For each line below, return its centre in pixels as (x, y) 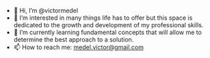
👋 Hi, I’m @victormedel (46, 11)
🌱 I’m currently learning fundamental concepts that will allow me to (107, 32)
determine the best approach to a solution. (74, 40)
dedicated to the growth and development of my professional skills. (108, 25)
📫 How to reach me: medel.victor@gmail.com (78, 47)
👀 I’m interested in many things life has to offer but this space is (103, 18)
